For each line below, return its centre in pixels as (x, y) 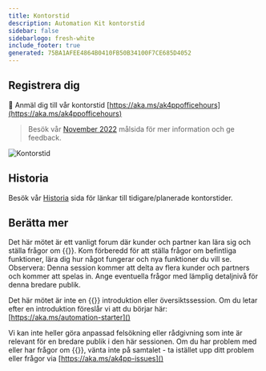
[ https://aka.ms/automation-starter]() (69, 317)
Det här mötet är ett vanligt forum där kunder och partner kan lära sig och (129, 243)
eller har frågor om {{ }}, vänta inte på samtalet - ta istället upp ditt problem (131, 350)
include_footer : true (44, 46)
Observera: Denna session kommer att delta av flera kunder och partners (129, 268)
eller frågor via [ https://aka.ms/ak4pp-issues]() (86, 359)
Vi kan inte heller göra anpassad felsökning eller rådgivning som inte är (125, 333)
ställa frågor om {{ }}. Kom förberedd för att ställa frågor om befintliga (122, 251)
